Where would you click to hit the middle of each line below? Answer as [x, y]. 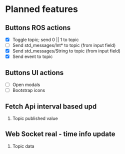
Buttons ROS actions [38, 28]
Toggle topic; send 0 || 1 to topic [45, 39]
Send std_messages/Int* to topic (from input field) [64, 45]
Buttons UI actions [34, 73]
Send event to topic [32, 56]
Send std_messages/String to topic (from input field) [66, 51]
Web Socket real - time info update [60, 134]
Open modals [26, 85]
